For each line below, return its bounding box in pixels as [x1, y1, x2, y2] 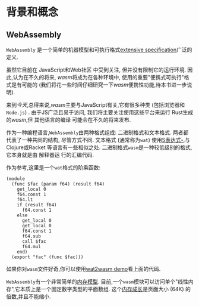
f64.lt [17, 197, 33, 203]
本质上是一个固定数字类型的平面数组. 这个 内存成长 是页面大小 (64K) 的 [20, 286, 191, 292]
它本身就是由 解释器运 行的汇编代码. [6, 152, 94, 158]
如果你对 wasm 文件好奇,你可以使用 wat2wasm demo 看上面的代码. [6, 265, 161, 272]
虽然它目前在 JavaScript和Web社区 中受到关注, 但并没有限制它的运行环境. [6, 66, 186, 73]
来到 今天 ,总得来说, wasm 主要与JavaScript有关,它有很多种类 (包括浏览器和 [6, 101, 185, 108]
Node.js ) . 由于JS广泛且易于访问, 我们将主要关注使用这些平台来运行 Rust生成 [6, 109, 194, 116]
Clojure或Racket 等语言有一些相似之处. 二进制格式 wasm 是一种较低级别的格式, [6, 144, 192, 151]
